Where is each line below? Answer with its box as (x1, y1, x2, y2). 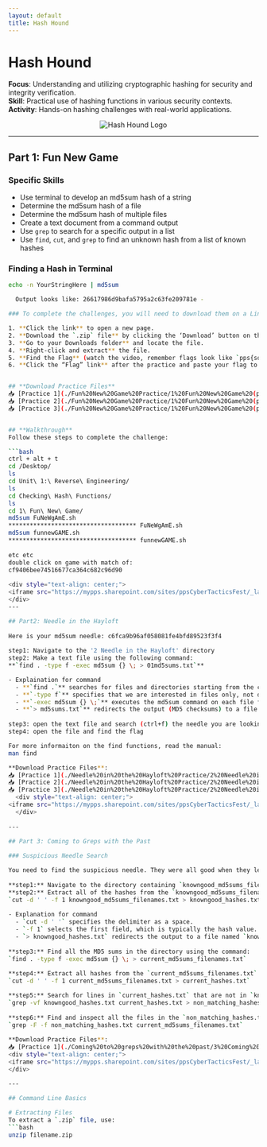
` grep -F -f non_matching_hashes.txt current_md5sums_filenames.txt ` (8, 1021, 244, 1029)
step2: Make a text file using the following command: (8, 654, 194, 662)
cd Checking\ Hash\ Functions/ (8, 492, 112, 500)
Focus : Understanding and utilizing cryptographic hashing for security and (8, 79, 253, 89)
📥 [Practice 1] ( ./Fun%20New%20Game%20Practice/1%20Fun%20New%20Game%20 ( (8, 390, 257, 398)
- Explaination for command (8, 676, 102, 684)
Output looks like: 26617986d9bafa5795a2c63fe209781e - (15, 296, 204, 304)
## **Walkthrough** (8, 426, 73, 434)
